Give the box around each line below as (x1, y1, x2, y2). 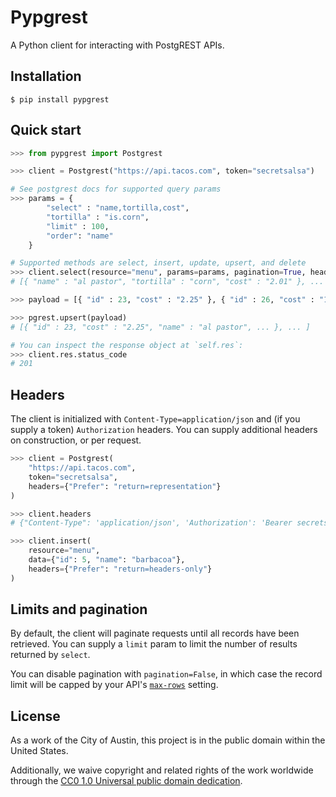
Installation (10, 68, 82, 85)
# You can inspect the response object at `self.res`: (10, 340, 244, 350)
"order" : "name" (46, 231, 114, 241)
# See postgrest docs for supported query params (10, 184, 222, 195)
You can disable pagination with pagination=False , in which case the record (10, 668, 323, 680)
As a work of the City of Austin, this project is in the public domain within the (10, 734, 326, 746)
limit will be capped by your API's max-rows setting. (10, 679, 219, 691)
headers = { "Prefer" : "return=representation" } (28, 481, 222, 491)
